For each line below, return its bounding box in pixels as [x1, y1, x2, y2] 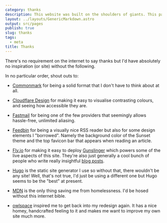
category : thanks [5, 7, 41, 12]
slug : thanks [5, 30, 32, 35]
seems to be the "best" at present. [12, 178, 83, 184]
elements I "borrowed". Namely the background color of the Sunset [12, 132, 151, 138]
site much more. [12, 213, 46, 219]
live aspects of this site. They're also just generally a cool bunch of [12, 152, 150, 158]
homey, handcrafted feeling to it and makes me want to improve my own [12, 208, 161, 214]
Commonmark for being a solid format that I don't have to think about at [12, 82, 160, 88]
